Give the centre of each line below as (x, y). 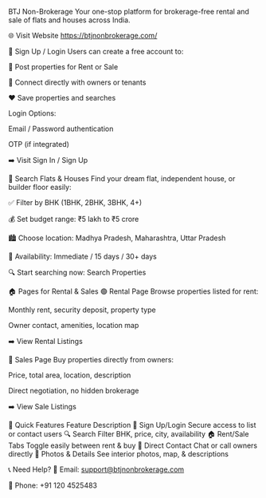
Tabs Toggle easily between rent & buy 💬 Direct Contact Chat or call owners (133, 445)
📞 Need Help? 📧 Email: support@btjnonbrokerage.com (96, 469)
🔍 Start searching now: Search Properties (77, 272)
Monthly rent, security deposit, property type (82, 310)
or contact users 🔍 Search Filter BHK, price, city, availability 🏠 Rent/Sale (129, 434)
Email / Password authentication (61, 128)
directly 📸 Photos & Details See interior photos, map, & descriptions (119, 454)
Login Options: (32, 113)
